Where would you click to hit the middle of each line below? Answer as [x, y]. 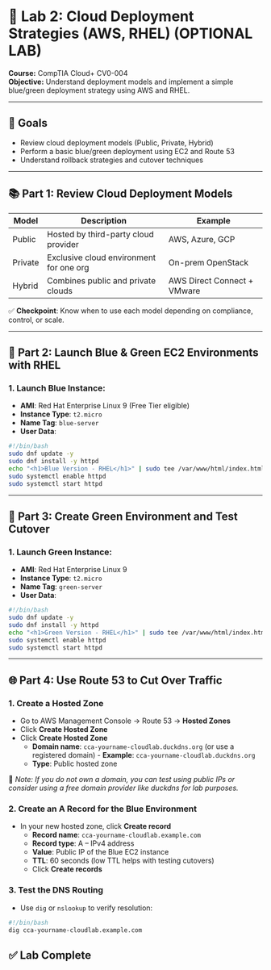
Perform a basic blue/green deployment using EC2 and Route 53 [127, 151]
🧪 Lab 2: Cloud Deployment [101, 17]
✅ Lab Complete [50, 955]
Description [104, 220]
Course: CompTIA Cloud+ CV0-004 [68, 73]
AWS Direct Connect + [211, 280]
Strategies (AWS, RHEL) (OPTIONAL [131, 33]
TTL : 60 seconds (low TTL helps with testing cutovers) [123, 861]
